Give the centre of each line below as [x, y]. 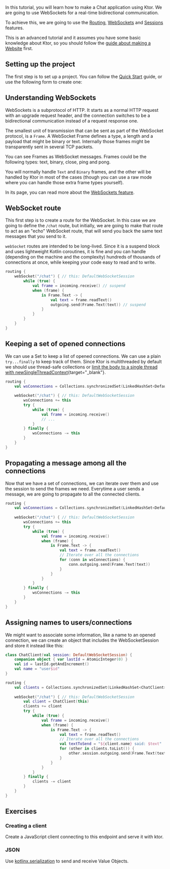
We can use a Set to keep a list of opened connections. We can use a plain [83, 356]
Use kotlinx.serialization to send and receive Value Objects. [67, 861]
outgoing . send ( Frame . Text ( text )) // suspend [98, 305]
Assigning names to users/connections [69, 623]
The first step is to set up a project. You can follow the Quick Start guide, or [84, 76]
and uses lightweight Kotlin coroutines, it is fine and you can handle [76, 252]
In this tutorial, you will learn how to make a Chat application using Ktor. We [84, 7]
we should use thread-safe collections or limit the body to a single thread [81, 367]
